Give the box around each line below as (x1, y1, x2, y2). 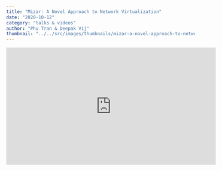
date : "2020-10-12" (6, 14, 55, 20)
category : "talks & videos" (6, 20, 77, 26)
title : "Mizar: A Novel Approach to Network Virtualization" (6, 8, 162, 15)
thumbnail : (6, 31, 34, 37)
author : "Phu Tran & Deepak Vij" (6, 25, 90, 32)
